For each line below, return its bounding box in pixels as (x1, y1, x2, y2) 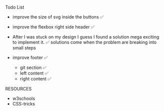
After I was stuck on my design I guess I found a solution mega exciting (12, 34, 159, 39)
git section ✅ (19, 64, 47, 70)
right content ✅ (19, 76, 51, 81)
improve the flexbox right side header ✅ (12, 24, 95, 29)
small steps (12, 45, 36, 50)
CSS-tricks (12, 101, 35, 106)
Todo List (5, 4, 24, 10)
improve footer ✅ (12, 54, 48, 60)
